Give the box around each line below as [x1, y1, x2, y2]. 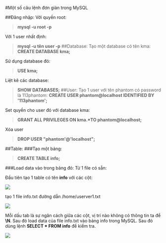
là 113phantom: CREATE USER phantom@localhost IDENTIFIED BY [17, 92, 155, 98]
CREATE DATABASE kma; [17, 49, 70, 54]
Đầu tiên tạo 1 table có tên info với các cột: [5, 174, 93, 180]
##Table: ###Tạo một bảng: [5, 146, 62, 152]
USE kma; [17, 68, 38, 74]
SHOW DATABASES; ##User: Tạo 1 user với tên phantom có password [17, 87, 161, 93]
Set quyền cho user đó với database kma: [5, 107, 90, 113]
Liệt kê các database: [5, 78, 49, 83]
